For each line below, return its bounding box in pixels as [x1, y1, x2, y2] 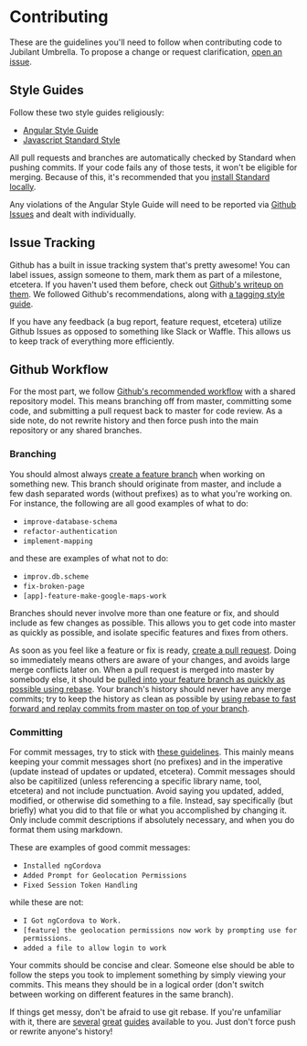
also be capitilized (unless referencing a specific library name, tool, [9, 775, 262, 786]
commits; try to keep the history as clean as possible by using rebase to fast [9, 693, 297, 704]
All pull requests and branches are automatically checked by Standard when [9, 152, 296, 163]
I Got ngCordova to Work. [22, 916, 122, 925]
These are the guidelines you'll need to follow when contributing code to [9, 37, 282, 48]
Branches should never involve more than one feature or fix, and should [9, 607, 280, 618]
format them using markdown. [9, 824, 123, 835]
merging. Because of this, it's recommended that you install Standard [9, 171, 270, 182]
